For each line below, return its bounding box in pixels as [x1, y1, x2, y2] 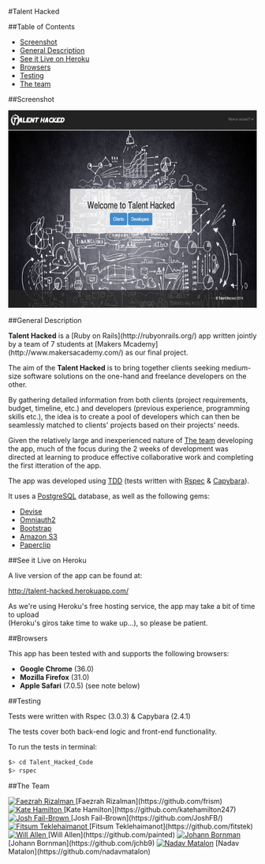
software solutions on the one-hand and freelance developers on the [23, 371, 247, 381]
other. [8, 380, 28, 389]
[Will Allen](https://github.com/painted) [47, 829, 176, 840]
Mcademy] [123, 340, 159, 348]
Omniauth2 [19, 515, 56, 524]
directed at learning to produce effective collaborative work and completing [8, 453, 254, 461]
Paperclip [19, 540, 51, 550]
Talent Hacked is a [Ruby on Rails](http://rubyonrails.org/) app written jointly [8, 331, 257, 340]
